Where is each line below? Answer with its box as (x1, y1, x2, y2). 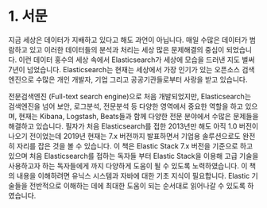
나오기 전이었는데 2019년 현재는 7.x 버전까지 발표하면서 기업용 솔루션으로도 (8, 131, 241, 141)
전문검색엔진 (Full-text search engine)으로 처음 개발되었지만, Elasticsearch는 (8, 91, 252, 101)
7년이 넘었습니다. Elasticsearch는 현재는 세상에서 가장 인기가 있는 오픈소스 (8, 64, 241, 74)
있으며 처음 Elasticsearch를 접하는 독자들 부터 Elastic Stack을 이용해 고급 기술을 (8, 151, 259, 160)
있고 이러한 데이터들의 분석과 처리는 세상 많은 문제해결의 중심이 (29, 44, 225, 54)
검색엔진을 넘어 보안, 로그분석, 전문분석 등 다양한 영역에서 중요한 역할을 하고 (8, 101, 244, 111)
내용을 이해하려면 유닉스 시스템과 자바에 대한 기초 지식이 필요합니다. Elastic (16, 171, 250, 180)
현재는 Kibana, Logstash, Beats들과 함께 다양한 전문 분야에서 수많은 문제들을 (18, 111, 259, 121)
